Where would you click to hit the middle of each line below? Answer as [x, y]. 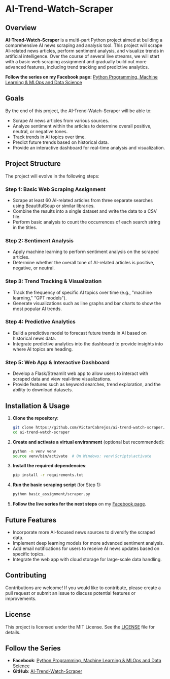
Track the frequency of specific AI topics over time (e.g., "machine [82, 292]
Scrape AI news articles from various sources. [61, 120]
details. [13, 632]
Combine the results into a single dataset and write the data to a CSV [85, 211]
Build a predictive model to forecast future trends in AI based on [80, 333]
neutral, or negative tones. [40, 131]
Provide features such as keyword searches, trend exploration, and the [87, 384]
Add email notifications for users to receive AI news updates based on [86, 548]
